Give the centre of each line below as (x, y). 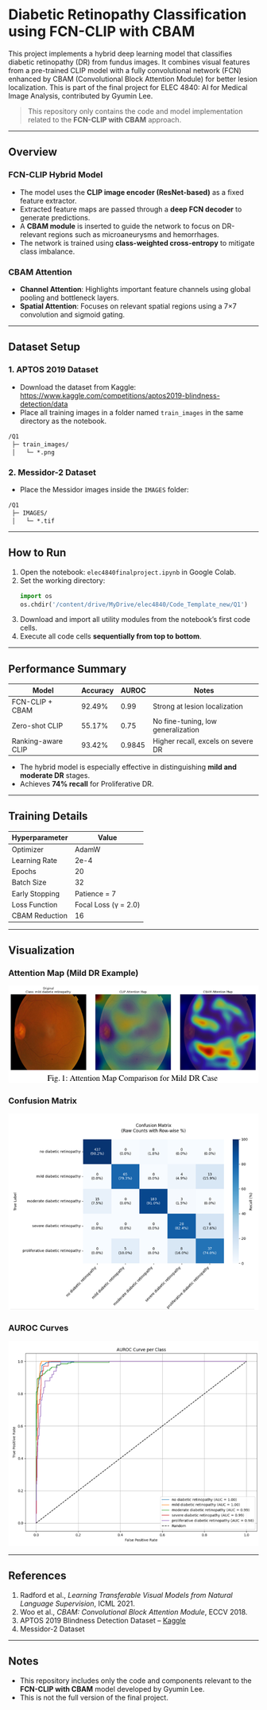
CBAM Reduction (39, 915)
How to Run (37, 553)
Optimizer (27, 849)
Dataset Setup (44, 347)
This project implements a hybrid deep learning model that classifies (120, 53)
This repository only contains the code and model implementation (135, 111)
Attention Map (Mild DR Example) (74, 973)
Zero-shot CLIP (37, 725)
